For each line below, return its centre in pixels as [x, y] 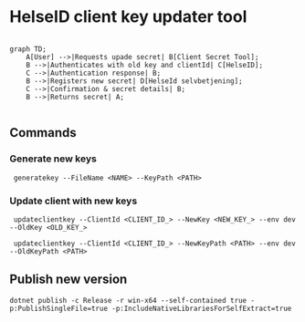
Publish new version [68, 280]
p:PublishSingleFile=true [58, 308]
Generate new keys [53, 159]
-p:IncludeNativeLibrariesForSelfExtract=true [201, 308]
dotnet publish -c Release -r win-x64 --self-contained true [128, 300]
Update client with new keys [74, 201]
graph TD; [28, 49]
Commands [43, 133]
